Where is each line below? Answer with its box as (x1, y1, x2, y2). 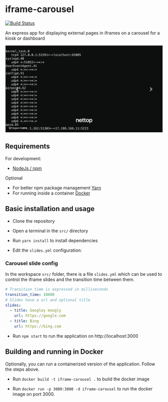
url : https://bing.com (14, 324, 61, 329)
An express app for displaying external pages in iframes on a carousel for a (5, 30, 160, 36)
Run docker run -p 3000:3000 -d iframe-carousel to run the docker (12, 385, 153, 391)
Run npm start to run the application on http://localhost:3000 (12, 333, 138, 339)
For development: (5, 155, 41, 161)
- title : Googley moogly (9, 308, 61, 313)
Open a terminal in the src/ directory (12, 228, 88, 234)
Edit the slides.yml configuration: (12, 247, 82, 253)
